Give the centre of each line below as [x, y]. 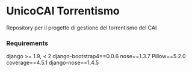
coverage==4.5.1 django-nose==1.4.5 [53, 63]
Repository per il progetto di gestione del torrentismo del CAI [82, 28]
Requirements [27, 43]
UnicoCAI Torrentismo [63, 11]
